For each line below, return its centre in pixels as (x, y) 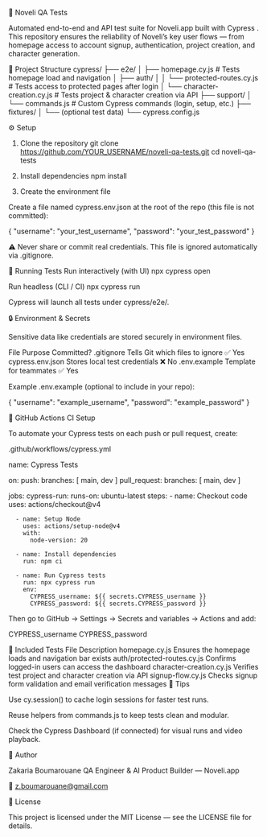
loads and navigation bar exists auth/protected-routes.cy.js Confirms (122, 658)
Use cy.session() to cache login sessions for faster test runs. (109, 699)
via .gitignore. (31, 255)
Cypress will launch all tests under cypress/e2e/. (89, 302)
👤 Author (23, 755)
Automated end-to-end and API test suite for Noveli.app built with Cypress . (133, 28)
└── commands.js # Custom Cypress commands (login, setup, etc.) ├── (130, 103)
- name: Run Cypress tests (61, 575)
